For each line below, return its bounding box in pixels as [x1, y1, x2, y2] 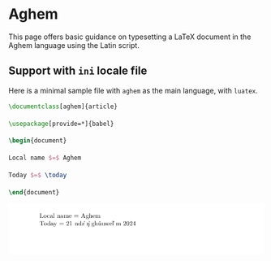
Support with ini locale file [8, 64, 148, 78]
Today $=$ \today [8, 171, 67, 179]
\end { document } [8, 188, 60, 196]
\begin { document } [8, 137, 67, 145]
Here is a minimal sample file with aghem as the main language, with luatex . [8, 85, 258, 95]
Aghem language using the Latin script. [8, 40, 140, 50]
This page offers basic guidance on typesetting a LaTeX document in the [8, 32, 252, 41]
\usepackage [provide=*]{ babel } [8, 120, 114, 128]
